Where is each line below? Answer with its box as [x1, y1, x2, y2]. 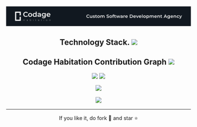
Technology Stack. [59, 37, 130, 47]
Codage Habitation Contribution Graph [22, 57, 167, 67]
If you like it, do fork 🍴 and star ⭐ [59, 114, 138, 121]
